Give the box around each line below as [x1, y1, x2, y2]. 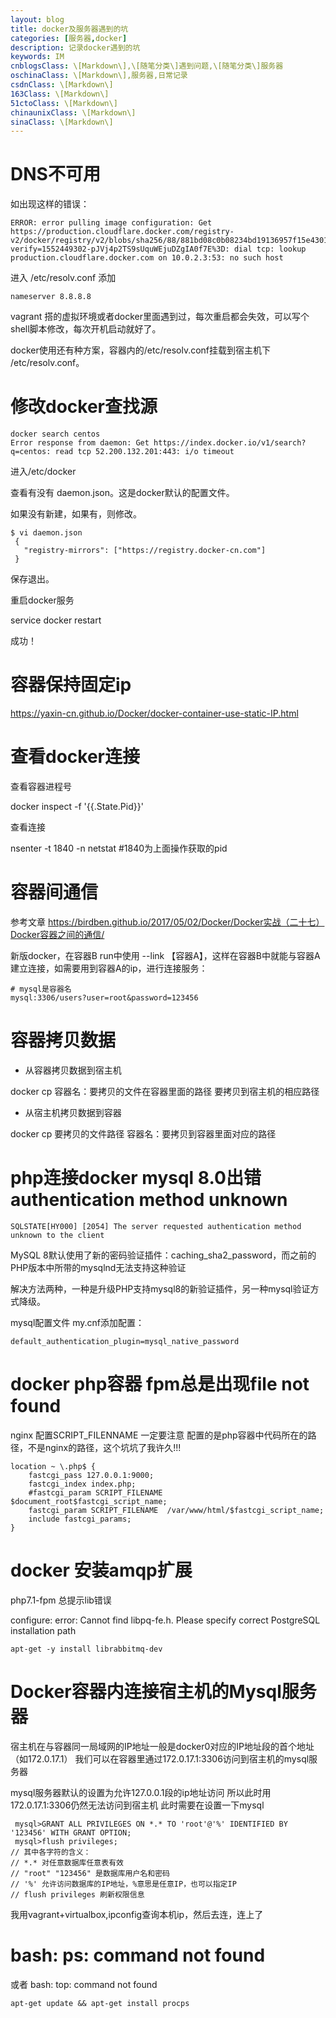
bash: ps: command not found [10, 1944, 266, 1966]
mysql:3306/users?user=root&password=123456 [10, 992, 199, 1003]
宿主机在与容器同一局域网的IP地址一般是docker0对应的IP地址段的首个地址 [10, 1740, 315, 1752]
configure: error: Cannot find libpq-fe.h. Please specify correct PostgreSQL [10, 1614, 321, 1626]
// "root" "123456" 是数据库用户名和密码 [10, 1868, 170, 1878]
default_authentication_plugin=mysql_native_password [10, 1336, 240, 1346]
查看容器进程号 [10, 781, 72, 792]
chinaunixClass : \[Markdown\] [10, 107, 137, 118]
